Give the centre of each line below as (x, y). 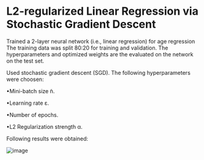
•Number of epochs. (32, 115)
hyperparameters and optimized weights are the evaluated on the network (100, 54)
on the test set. (25, 61)
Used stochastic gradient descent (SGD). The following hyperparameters (99, 72)
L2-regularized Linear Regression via (103, 11)
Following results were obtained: (47, 139)
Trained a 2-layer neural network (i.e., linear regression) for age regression (101, 41)
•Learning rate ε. (28, 103)
